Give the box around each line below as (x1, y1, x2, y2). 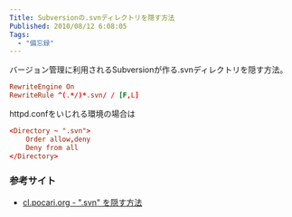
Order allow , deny (25, 135, 91, 144)
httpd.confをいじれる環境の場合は (9, 108, 136, 118)
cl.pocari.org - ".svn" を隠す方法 (22, 196, 143, 208)
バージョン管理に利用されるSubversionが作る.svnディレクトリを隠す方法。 (9, 64, 288, 75)
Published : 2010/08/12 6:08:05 (9, 22, 127, 31)
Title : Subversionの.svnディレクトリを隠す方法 (9, 13, 175, 23)
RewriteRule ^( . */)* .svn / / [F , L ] (9, 91, 140, 100)
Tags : (9, 30, 30, 39)
